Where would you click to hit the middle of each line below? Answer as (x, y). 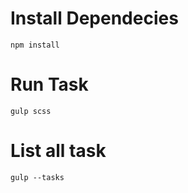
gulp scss (31, 111)
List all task (58, 151)
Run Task (49, 84)
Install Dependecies (94, 18)
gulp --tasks (37, 177)
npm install (35, 45)
